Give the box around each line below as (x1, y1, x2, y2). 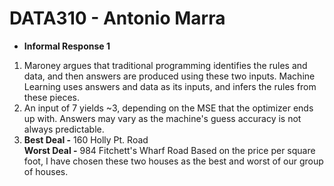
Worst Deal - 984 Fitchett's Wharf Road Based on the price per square (23, 144, 316, 156)
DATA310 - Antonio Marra (9, 7, 226, 30)
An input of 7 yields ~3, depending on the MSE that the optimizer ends (23, 102, 314, 114)
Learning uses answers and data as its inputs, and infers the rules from (23, 80, 317, 92)
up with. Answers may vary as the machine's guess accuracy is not (23, 112, 302, 124)
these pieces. (23, 91, 81, 103)
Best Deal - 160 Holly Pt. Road (23, 133, 149, 146)
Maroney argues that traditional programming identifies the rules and (23, 59, 308, 71)
